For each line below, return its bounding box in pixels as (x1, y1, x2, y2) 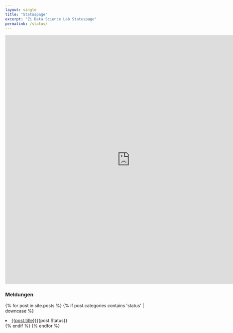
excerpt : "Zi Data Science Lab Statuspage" (5, 16, 97, 21)
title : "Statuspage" (5, 12, 48, 17)
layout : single (5, 7, 37, 12)
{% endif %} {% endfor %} (5, 323, 60, 329)
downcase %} (5, 308, 34, 314)
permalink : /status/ (5, 21, 48, 26)
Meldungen (5, 291, 34, 298)
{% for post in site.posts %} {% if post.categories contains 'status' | (5, 302, 144, 309)
